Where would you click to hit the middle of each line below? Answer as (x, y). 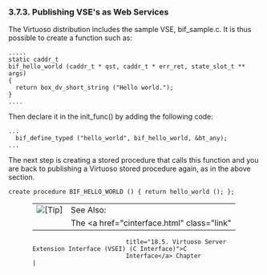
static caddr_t (34, 60)
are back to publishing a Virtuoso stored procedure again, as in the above (129, 169)
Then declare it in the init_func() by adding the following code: (111, 117)
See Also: (89, 210)
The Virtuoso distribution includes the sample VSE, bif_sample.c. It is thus (130, 30)
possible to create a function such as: (70, 38)
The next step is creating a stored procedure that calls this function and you (133, 160)
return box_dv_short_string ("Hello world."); (95, 88)
